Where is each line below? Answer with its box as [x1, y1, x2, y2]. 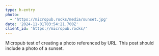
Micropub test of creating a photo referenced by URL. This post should [5, 40, 154, 46]
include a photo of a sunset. [5, 45, 64, 51]
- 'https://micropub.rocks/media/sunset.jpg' [10, 17, 109, 22]
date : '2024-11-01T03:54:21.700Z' [5, 21, 79, 27]
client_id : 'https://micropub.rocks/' [5, 26, 88, 31]
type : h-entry [5, 7, 36, 13]
